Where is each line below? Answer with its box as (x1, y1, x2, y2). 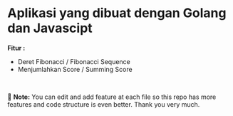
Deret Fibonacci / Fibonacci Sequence (17, 57, 130, 65)
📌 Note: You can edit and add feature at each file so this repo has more (7, 93, 217, 101)
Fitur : (7, 43, 26, 52)
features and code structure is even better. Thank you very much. (7, 100, 200, 108)
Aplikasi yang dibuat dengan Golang (7, 5, 227, 21)
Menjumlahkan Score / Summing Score (17, 65, 133, 73)
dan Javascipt (7, 20, 93, 36)
